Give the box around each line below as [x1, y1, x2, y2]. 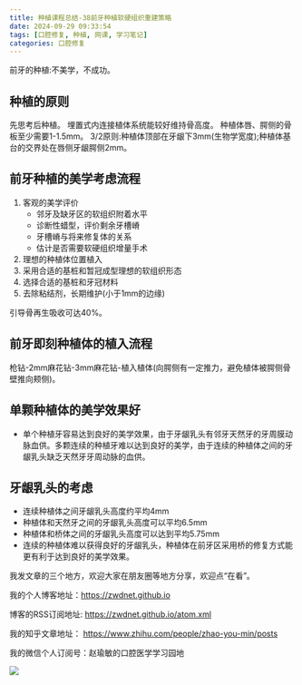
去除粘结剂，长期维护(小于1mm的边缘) [22, 288, 166, 298]
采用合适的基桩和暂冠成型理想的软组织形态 [22, 265, 182, 276]
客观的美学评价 [22, 197, 79, 208]
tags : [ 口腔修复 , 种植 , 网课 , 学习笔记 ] [9, 30, 148, 39]
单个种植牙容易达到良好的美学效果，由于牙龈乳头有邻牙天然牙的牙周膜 [22, 428, 286, 439]
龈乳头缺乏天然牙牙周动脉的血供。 [22, 451, 151, 462]
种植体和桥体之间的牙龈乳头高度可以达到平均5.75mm [22, 528, 220, 540]
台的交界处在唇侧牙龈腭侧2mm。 [9, 142, 132, 153]
